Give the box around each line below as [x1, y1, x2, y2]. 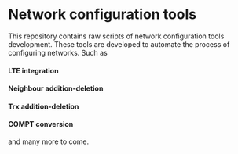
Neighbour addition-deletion [8, 84, 104, 93]
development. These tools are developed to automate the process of [8, 39, 230, 48]
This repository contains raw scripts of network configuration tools [8, 31, 225, 41]
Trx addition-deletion [8, 102, 79, 111]
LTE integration [8, 66, 59, 75]
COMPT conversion [8, 120, 74, 129]
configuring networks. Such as [8, 48, 108, 57]
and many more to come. [8, 137, 90, 146]
